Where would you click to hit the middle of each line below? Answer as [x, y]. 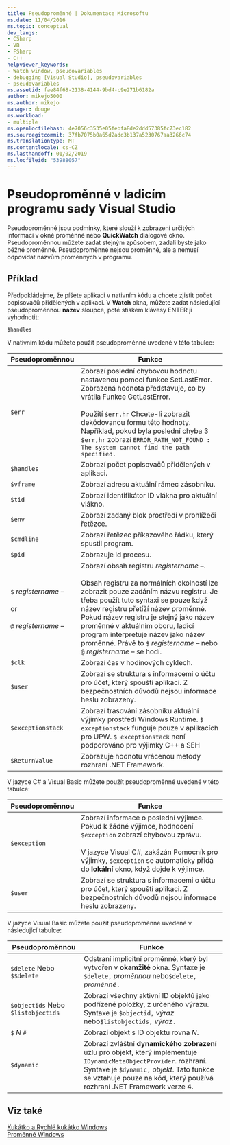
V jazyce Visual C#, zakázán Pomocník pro [150, 852]
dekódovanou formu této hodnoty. [136, 422]
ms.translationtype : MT [41, 141]
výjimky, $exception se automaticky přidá [147, 860]
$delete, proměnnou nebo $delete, [140, 975]
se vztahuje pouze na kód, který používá [148, 1078]
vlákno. [93, 504]
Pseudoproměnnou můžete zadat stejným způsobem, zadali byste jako [107, 242]
